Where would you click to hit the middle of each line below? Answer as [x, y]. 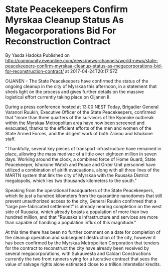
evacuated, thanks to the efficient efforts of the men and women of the [78, 128]
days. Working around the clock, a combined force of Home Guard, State [80, 159]
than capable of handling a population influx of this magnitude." [71, 222]
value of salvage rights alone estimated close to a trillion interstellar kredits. [83, 264]
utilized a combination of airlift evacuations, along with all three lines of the [82, 170]
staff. [11, 139]
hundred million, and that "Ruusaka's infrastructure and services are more [81, 217]
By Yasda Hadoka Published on [38, 55]
